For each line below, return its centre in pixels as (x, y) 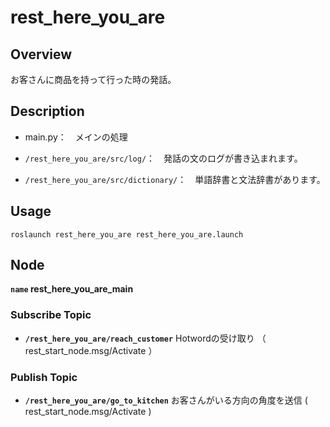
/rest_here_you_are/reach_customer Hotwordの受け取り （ (145, 338)
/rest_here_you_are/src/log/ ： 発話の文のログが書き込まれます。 (163, 158)
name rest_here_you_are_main (72, 289)
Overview (41, 54)
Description (47, 111)
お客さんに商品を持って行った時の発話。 (93, 79)
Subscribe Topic (51, 315)
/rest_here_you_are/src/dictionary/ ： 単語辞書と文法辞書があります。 (175, 179)
